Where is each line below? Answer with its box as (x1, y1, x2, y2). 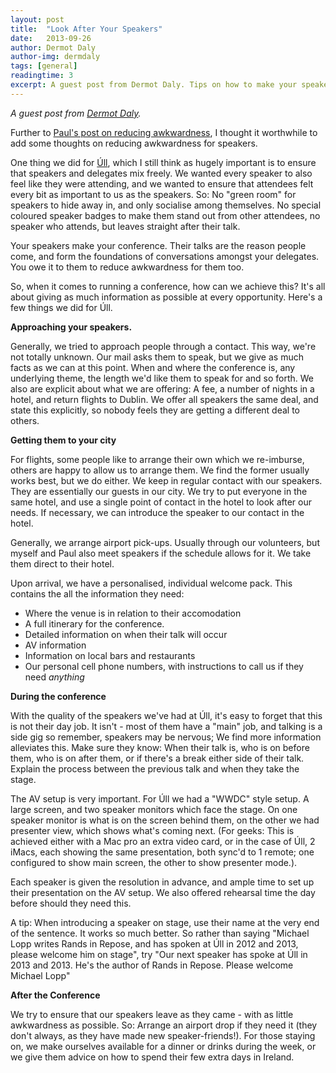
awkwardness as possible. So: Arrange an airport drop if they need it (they (10, 1019, 318, 1031)
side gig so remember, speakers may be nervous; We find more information (10, 731, 322, 743)
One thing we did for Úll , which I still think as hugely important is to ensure (10, 156, 317, 168)
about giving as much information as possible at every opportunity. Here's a (10, 291, 323, 303)
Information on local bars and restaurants (24, 649, 196, 661)
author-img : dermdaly (10, 52, 101, 62)
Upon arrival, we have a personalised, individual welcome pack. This (10, 577, 293, 589)
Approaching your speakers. (10, 321, 133, 333)
